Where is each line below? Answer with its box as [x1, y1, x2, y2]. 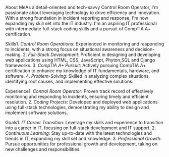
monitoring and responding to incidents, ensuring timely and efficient [5, 93, 149, 99]
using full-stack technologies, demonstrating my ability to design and [5, 104, 149, 110]
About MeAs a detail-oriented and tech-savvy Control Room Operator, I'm [5, 5, 158, 10]
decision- [135, 46, 155, 52]
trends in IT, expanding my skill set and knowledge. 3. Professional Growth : [5, 136, 162, 141]
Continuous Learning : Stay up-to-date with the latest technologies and [5, 130, 152, 136]
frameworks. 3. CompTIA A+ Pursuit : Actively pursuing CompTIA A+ [5, 63, 146, 68]
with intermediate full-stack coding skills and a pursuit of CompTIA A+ [5, 26, 151, 32]
